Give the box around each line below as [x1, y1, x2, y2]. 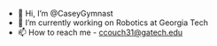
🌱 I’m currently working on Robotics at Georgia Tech [17, 17, 208, 28]
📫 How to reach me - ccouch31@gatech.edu [17, 27, 183, 37]
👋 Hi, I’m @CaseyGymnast [17, 9, 113, 18]
